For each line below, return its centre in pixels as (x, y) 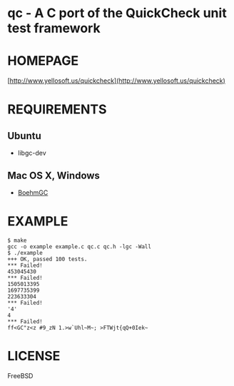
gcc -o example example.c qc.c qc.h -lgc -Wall (80, 247)
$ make (17, 240)
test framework (54, 28)
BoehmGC (33, 192)
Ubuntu (24, 136)
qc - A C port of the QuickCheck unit (117, 13)
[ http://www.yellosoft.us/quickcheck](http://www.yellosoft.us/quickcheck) (117, 81)
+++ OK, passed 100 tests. (47, 259)
